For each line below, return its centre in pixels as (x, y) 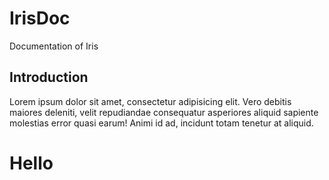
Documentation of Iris (54, 46)
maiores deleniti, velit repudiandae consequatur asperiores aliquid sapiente (164, 112)
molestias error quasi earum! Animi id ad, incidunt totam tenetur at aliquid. (161, 123)
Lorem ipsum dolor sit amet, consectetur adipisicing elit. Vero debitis (150, 101)
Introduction (49, 77)
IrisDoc (40, 18)
